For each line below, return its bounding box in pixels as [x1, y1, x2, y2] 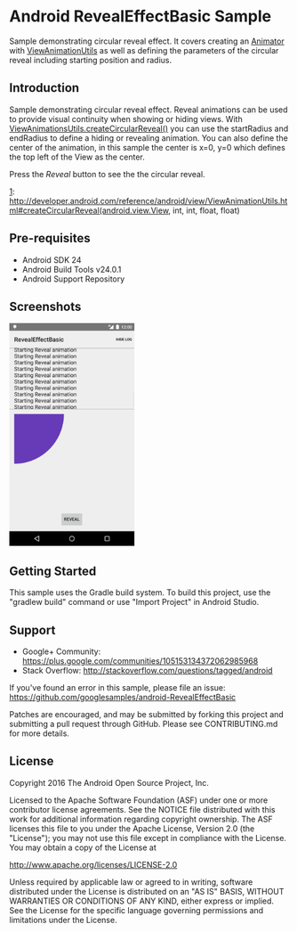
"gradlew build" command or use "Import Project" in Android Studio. [9, 597, 260, 608]
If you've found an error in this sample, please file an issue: [9, 683, 226, 692]
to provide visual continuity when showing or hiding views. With [9, 113, 243, 124]
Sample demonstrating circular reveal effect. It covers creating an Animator [9, 36, 285, 46]
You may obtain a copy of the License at [9, 842, 157, 853]
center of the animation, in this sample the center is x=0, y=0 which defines [9, 142, 286, 152]
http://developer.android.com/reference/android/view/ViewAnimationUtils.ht [9, 195, 288, 206]
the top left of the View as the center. [9, 151, 145, 162]
